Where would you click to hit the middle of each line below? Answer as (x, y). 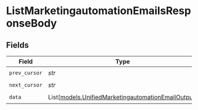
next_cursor (26, 85)
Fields (18, 45)
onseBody (32, 23)
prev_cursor (26, 73)
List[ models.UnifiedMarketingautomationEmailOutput (122, 97)
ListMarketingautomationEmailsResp (99, 11)
